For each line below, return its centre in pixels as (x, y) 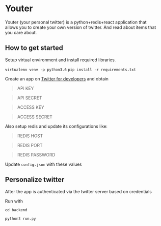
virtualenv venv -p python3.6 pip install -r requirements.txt (71, 70)
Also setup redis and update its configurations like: (56, 126)
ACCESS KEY (31, 107)
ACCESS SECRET (35, 117)
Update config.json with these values (43, 164)
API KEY (26, 88)
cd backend (16, 210)
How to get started (34, 48)
